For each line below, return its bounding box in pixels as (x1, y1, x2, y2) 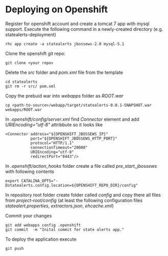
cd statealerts (5, 79, 38, 84)
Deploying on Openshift (5, 4, 108, 15)
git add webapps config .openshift (5, 222, 81, 228)
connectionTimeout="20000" (30, 145, 88, 150)
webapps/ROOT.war (5, 107, 42, 112)
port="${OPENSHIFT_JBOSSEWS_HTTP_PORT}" (30, 136, 117, 141)
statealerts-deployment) (5, 31, 56, 37)
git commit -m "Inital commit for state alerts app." (5, 227, 125, 232)
